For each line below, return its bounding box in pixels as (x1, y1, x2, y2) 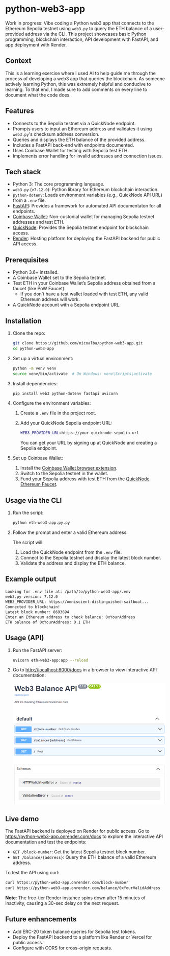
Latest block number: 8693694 (5, 609, 70, 615)
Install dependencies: (12, 380, 58, 386)
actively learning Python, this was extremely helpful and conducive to (5, 81, 151, 87)
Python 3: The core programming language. (12, 181, 105, 187)
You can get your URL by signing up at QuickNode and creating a (20, 440, 157, 446)
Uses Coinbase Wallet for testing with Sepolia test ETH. (12, 147, 129, 153)
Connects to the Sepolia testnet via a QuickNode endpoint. (12, 120, 136, 126)
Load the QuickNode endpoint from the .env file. (20, 549, 122, 555)
